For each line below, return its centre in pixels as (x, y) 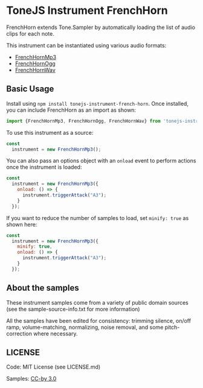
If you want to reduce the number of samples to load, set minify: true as (98, 218)
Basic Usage (30, 89)
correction (19, 334)
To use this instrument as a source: (50, 132)
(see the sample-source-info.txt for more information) (73, 309)
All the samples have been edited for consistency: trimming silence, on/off (99, 320)
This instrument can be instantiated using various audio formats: (86, 45)
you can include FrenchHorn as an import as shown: (71, 110)
